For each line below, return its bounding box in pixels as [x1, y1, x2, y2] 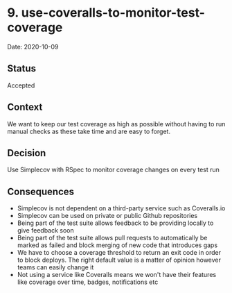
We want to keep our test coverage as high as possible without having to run [7, 119, 226, 128]
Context [7, 101, 43, 113]
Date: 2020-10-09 [7, 42, 59, 51]
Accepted [7, 81, 35, 90]
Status [7, 62, 37, 74]
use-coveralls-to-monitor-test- [21, 5, 206, 21]
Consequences [7, 185, 75, 197]
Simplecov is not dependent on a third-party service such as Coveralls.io [17, 204, 226, 212]
